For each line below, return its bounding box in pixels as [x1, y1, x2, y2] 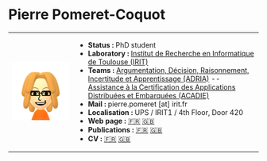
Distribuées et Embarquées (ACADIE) [87, 90, 210, 100]
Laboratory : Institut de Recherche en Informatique [87, 48, 254, 58]
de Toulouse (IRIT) [87, 57, 149, 67]
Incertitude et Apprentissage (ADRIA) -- [87, 74, 221, 83]
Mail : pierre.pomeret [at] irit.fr [87, 99, 188, 109]
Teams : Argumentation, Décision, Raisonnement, [87, 65, 250, 75]
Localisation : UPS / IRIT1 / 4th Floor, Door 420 [87, 107, 244, 117]
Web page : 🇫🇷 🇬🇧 [87, 116, 155, 125]
